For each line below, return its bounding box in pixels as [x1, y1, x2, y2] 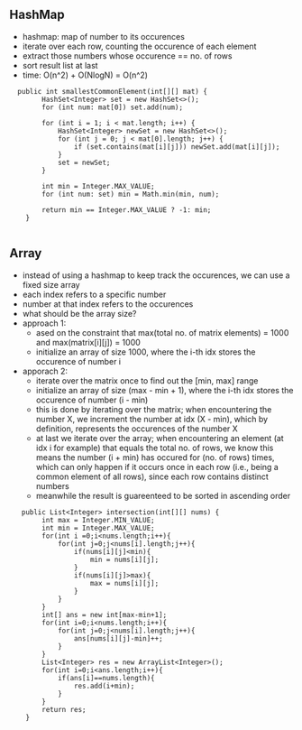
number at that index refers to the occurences [22, 298, 194, 310]
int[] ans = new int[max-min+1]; [41, 610, 168, 619]
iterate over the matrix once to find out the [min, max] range [35, 374, 259, 386]
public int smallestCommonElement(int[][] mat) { [17, 87, 207, 96]
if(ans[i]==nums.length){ [57, 673, 155, 682]
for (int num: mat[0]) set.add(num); [41, 103, 183, 112]
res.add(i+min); [73, 681, 135, 690]
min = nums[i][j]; [89, 555, 160, 564]
